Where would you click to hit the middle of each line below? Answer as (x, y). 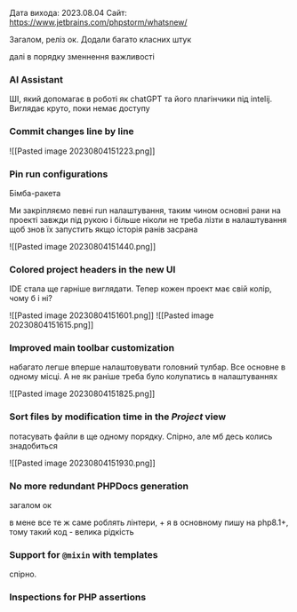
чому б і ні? (31, 298)
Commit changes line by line (72, 131)
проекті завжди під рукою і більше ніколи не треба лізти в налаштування (148, 219)
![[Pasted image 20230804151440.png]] (83, 246)
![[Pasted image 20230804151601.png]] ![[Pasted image (112, 315)
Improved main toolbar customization (92, 348)
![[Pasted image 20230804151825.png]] (82, 393)
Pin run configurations (59, 174)
